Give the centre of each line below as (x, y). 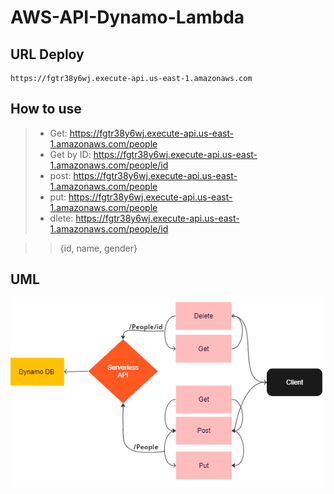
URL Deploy (47, 54)
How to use (46, 109)
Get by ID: (70, 154)
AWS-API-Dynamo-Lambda (127, 17)
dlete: (61, 218)
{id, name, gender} (98, 248)
